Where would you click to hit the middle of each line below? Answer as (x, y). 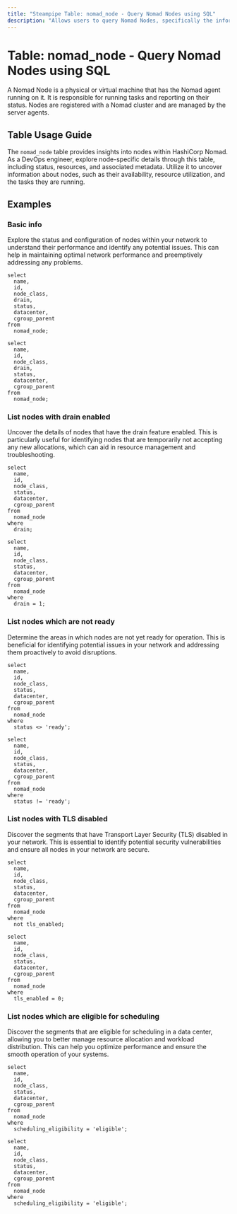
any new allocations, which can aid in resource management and (102, 447)
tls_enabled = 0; (39, 998)
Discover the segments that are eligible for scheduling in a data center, (110, 1032)
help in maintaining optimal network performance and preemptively (105, 255)
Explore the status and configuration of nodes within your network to (107, 239)
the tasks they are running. (46, 182)
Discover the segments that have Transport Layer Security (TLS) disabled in (117, 834)
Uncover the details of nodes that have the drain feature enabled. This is (113, 432)
